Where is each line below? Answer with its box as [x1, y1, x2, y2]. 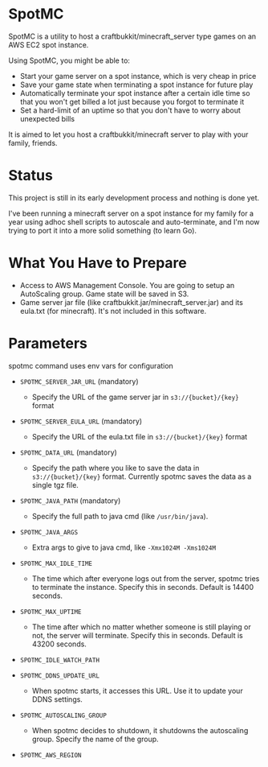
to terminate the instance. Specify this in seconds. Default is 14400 [31, 582, 254, 592]
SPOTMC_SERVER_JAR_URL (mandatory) [19, 376, 139, 386]
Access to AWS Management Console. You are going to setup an [19, 280, 235, 290]
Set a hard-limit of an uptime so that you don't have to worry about [19, 105, 241, 115]
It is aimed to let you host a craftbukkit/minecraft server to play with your [8, 130, 249, 139]
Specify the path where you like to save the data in [31, 463, 200, 472]
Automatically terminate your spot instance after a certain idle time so [19, 88, 250, 97]
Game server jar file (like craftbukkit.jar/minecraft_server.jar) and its [19, 297, 243, 307]
